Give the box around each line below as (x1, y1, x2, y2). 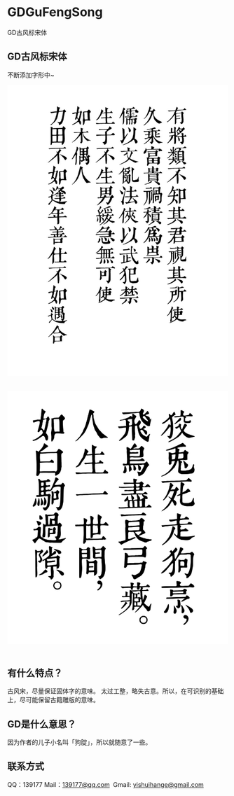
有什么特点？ (7, 666, 63, 679)
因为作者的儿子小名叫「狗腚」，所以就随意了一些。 (7, 738, 152, 746)
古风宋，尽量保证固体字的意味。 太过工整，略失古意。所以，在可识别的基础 (7, 687, 224, 695)
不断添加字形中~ (7, 71, 55, 79)
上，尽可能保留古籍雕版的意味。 (7, 696, 99, 704)
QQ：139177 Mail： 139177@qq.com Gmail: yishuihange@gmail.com (7, 780, 205, 788)
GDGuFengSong (7, 4, 103, 20)
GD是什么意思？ (7, 718, 76, 730)
